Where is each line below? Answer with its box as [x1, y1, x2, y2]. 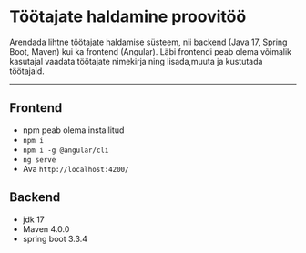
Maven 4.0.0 [22, 223, 70, 234]
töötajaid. [9, 66, 45, 76]
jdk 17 [22, 214, 45, 225]
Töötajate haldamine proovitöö [9, 6, 247, 27]
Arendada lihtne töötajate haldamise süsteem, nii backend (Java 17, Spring [9, 36, 288, 47]
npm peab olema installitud [22, 125, 125, 136]
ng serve [22, 155, 56, 165]
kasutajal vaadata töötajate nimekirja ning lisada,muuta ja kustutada [9, 56, 263, 66]
